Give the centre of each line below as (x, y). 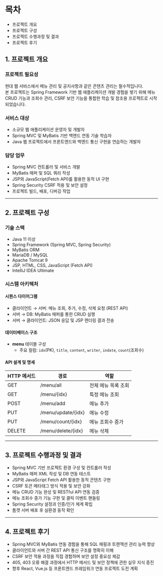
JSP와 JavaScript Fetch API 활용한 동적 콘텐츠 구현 (61, 480)
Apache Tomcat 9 (30, 260)
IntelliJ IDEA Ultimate (33, 270)
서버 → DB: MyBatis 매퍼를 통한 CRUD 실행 (54, 314)
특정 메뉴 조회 (104, 395)
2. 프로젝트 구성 (27, 213)
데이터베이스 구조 (21, 332)
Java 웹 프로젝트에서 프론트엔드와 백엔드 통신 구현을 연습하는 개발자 (76, 141)
